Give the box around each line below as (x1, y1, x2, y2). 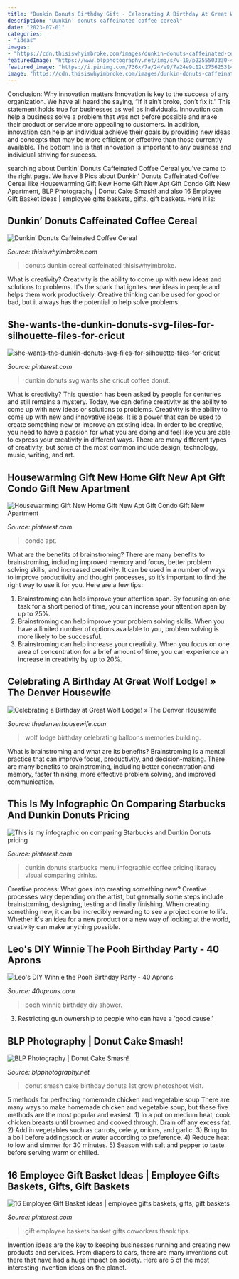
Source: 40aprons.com (7, 987, 75, 995)
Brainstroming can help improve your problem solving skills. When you (17, 617, 225, 626)
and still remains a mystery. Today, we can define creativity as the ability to (7, 398, 228, 406)
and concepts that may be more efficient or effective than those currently (7, 135, 223, 143)
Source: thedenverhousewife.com (7, 719, 107, 727)
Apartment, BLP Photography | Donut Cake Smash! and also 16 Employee (7, 187, 222, 195)
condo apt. (24, 536, 57, 545)
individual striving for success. (7, 150, 97, 159)
